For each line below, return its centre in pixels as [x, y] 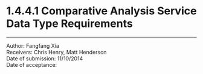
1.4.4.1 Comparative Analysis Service [101, 11]
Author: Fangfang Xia [33, 45]
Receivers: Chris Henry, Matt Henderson [56, 52]
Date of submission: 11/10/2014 [45, 58]
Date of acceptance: [32, 64]
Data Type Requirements [69, 24]
